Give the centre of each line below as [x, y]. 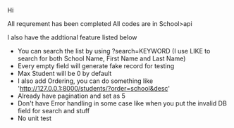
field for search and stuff [54, 111]
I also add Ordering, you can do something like [85, 81]
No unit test [34, 118]
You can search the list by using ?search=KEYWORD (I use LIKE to [114, 51]
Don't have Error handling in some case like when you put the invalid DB [122, 103]
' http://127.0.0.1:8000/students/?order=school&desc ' [94, 88]
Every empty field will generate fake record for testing [96, 66]
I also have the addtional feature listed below [72, 37]
